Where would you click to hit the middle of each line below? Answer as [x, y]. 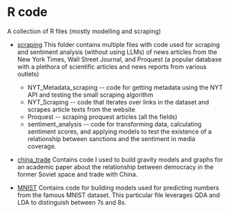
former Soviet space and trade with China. [77, 174]
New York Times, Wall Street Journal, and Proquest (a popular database [119, 59]
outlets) [28, 74]
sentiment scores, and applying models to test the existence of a [119, 131]
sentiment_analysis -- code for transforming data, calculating [114, 124]
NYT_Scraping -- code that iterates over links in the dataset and [118, 102]
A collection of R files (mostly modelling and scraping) [84, 31]
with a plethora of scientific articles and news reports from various [112, 66]
